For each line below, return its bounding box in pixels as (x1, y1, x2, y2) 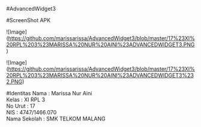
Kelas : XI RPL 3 (6, 96, 46, 103)
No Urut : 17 (6, 102, 35, 110)
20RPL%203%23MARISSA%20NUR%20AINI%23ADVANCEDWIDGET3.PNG (6, 41, 195, 48)
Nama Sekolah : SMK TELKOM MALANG (6, 115, 106, 122)
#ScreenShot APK (6, 17, 51, 23)
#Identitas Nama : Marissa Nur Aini (6, 90, 92, 96)
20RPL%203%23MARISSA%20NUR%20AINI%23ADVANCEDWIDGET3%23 (6, 72, 194, 78)
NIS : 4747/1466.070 (6, 109, 57, 116)
